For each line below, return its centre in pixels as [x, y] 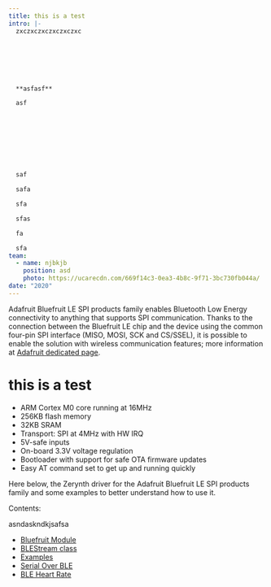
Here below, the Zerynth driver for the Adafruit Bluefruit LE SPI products [129, 484]
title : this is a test [47, 16]
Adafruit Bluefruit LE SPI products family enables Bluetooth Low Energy [128, 309]
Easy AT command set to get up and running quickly [108, 467]
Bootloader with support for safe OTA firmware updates [114, 459]
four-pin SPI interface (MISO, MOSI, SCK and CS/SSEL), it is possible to [128, 335]
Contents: [25, 508]
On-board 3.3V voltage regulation [76, 450]
